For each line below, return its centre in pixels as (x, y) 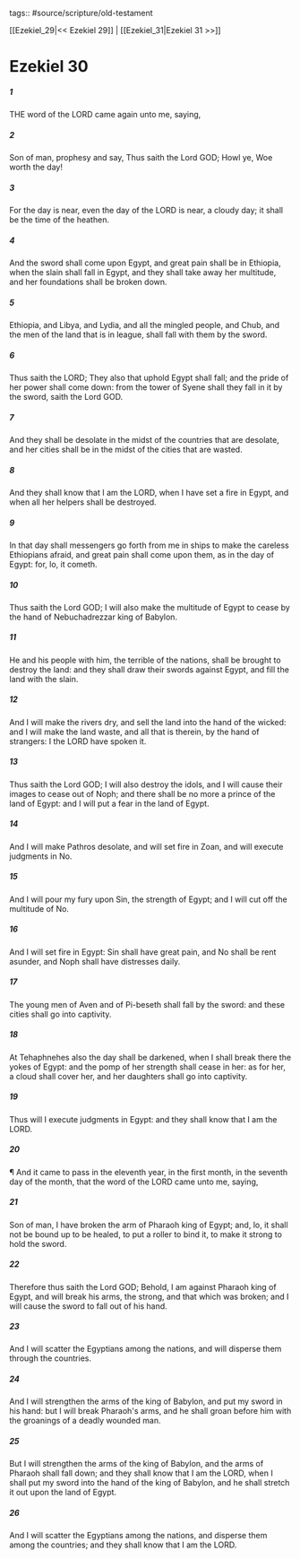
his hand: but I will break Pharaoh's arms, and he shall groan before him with (150, 1411)
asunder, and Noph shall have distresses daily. (95, 961)
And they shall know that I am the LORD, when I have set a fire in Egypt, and (149, 492)
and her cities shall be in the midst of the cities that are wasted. (126, 449)
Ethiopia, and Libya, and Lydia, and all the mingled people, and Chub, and (145, 325)
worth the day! (36, 167)
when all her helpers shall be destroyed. (83, 502)
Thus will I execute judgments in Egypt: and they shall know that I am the (143, 1119)
